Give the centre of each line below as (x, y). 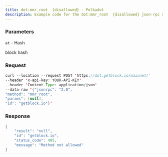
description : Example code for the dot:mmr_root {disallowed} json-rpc (82, 14)
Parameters (19, 32)
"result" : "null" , (33, 131)
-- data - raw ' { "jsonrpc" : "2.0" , (39, 89)
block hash (16, 52)
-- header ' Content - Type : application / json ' (51, 85)
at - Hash (15, 42)
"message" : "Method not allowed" (49, 145)
